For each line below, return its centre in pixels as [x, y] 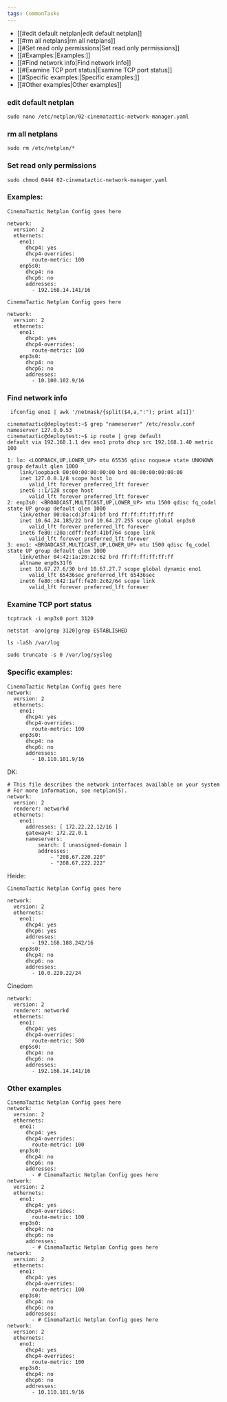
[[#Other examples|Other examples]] [69, 84]
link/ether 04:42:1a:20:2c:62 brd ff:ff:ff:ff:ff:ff [97, 557]
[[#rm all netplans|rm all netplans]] [66, 40]
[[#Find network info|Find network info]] [74, 62]
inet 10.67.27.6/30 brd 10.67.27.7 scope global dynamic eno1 [110, 569]
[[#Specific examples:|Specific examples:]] [78, 77]
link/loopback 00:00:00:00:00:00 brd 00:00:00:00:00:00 [101, 473]
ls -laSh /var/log [33, 643]
